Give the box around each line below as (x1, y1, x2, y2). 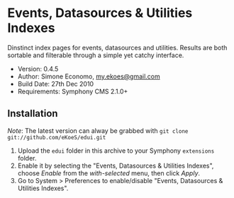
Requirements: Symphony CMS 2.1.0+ (17, 87, 128, 95)
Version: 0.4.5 (17, 64, 59, 73)
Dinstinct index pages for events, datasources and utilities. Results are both (7, 43, 228, 52)
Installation (7, 107, 58, 120)
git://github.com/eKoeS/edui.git (7, 134, 106, 141)
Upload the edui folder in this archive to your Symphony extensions (17, 146, 215, 155)
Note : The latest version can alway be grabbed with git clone (7, 126, 189, 135)
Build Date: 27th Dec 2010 (17, 79, 94, 88)
